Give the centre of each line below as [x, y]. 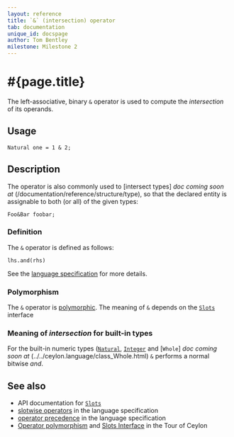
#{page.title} [46, 82]
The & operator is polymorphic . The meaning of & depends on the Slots [111, 307]
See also [27, 386]
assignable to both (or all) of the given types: [73, 201]
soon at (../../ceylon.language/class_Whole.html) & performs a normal [108, 356]
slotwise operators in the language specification [88, 411]
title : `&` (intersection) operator [61, 21]
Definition [25, 232]
